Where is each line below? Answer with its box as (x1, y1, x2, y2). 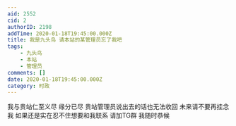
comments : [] (7, 69, 46, 76)
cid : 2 (7, 17, 27, 24)
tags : (7, 43, 23, 50)
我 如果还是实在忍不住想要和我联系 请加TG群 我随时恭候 (7, 111, 170, 120)
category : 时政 (7, 82, 50, 89)
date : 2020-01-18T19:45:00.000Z (7, 75, 102, 83)
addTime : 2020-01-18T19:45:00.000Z (7, 30, 112, 37)
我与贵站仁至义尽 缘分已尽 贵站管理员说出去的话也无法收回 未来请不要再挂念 (7, 103, 230, 111)
